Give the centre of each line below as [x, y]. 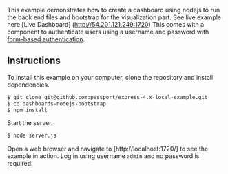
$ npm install [28, 110]
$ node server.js [32, 136]
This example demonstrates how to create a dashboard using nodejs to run [114, 10]
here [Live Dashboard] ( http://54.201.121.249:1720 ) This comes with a [106, 24]
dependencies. [28, 85]
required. [20, 164]
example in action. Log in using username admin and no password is [103, 156]
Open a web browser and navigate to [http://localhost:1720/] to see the [108, 149]
